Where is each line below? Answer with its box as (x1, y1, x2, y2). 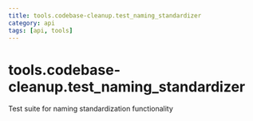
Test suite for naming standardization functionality (8, 104, 174, 114)
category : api (8, 19, 56, 27)
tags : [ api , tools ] (8, 26, 73, 34)
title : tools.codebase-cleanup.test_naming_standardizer (8, 11, 202, 20)
